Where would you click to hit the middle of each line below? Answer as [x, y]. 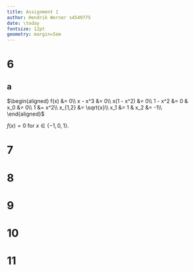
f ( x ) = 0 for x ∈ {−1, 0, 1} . [38, 126]
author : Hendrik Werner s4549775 [49, 18]
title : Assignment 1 [33, 12]
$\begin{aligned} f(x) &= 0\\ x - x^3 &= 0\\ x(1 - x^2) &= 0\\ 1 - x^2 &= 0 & [97, 101]
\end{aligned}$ [26, 114]
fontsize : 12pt [26, 29]
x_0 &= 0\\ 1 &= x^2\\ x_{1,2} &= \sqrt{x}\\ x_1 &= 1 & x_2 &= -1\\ [84, 108]
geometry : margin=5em [34, 34]
